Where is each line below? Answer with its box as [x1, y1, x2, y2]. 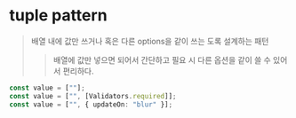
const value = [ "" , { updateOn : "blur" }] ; [9, 99, 173, 109]
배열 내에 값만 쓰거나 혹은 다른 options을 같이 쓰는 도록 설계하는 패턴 [30, 35, 269, 46]
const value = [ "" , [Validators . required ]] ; [9, 91, 177, 100]
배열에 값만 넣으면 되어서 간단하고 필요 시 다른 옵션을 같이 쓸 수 [52, 54, 271, 65]
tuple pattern [9, 5, 108, 26]
